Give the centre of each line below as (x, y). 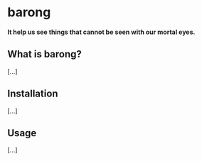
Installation (33, 94)
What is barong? (44, 54)
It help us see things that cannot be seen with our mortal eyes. (101, 32)
